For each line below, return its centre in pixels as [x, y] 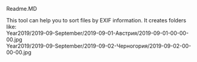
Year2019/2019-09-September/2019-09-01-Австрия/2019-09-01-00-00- [98, 33]
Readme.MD [22, 9]
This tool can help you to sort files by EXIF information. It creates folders [96, 20]
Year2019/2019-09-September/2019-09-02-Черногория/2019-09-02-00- [99, 46]
